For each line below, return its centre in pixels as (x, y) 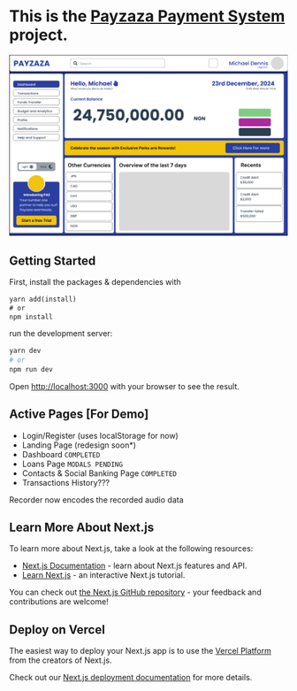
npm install (31, 317)
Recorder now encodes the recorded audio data (96, 499)
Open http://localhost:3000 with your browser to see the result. (125, 386)
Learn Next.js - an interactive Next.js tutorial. (103, 575)
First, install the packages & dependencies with (95, 282)
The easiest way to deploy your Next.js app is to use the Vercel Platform (141, 651)
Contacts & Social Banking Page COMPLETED (99, 473)
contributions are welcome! (59, 602)
